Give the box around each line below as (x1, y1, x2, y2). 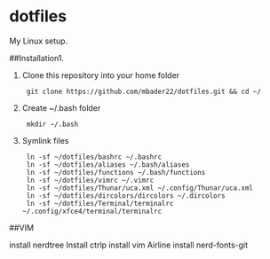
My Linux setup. (9, 35, 68, 46)
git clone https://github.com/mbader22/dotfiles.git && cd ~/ (26, 87, 262, 96)
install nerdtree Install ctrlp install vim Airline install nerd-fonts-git (9, 239, 249, 250)
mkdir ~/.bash (26, 120, 79, 129)
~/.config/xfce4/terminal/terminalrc (21, 207, 163, 216)
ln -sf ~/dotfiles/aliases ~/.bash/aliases (26, 160, 190, 169)
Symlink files (21, 135, 69, 145)
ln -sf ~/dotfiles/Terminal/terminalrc (26, 199, 174, 208)
